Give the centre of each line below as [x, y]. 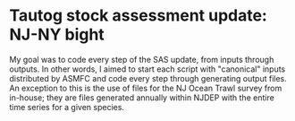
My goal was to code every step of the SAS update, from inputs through [142, 59]
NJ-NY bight [57, 35]
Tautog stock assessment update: [139, 16]
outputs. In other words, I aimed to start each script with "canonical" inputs [147, 69]
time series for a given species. [67, 107]
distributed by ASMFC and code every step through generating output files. [148, 78]
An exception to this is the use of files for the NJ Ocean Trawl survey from [146, 88]
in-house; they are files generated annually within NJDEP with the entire [142, 97]
